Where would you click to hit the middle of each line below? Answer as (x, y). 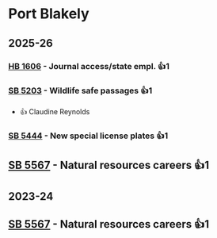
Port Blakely (49, 14)
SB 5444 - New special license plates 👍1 (88, 136)
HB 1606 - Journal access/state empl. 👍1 (89, 66)
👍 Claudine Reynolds (55, 111)
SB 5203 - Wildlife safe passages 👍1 (80, 90)
